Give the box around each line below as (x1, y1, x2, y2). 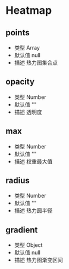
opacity (5, 77, 35, 87)
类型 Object (14, 241, 43, 249)
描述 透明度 (14, 108, 42, 116)
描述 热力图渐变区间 (14, 256, 63, 264)
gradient (5, 225, 38, 235)
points (5, 28, 30, 38)
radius (5, 176, 30, 186)
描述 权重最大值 (14, 158, 53, 165)
